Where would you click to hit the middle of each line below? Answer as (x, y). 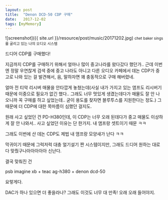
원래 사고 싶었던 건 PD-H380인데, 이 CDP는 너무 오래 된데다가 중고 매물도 (77, 117)
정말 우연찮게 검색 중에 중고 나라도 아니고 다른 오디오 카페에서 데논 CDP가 (82, 71)
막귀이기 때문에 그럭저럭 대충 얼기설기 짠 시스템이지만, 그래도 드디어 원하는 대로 (83, 145)
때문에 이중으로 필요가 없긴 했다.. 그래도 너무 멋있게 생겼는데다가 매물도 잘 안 (80, 94)
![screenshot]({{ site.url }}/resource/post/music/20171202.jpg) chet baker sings (84, 38)
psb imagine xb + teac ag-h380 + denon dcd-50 (55, 171)
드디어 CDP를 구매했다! (28, 54)
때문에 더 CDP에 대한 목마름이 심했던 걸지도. (48, 106)
